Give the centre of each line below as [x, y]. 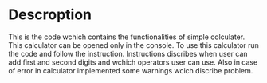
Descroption [50, 15]
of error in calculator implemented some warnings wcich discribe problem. [131, 70]
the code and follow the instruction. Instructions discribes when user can [128, 53]
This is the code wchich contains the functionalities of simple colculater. [127, 37]
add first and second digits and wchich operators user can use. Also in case [133, 62]
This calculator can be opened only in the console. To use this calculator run [133, 45]
